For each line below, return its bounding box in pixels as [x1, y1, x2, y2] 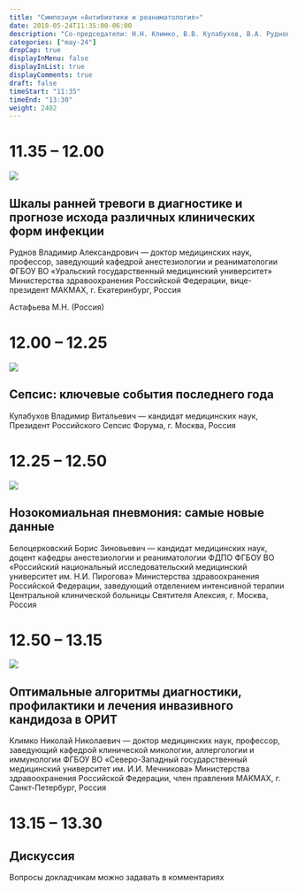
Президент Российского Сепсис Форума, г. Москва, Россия [9, 419, 236, 430]
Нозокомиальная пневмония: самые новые [9, 505, 265, 520]
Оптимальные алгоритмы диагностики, [9, 684, 242, 699]
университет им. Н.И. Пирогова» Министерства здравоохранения [9, 571, 260, 581]
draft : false [9, 79, 57, 88]
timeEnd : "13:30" [9, 95, 73, 104]
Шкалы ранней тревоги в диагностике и [9, 196, 243, 211]
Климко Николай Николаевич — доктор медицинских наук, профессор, [9, 735, 281, 746]
